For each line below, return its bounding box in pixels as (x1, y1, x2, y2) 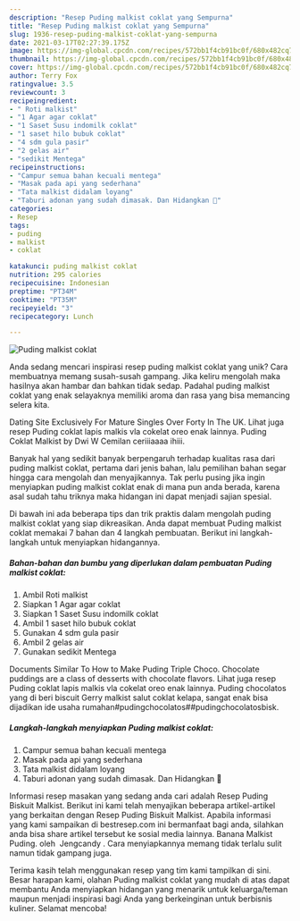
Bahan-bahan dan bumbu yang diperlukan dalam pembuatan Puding (9, 557, 272, 568)
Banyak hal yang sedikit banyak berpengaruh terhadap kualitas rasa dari (9, 453, 275, 464)
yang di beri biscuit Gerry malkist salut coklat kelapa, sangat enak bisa (9, 692, 269, 703)
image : (9, 46, 34, 55)
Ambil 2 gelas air (21, 637, 85, 648)
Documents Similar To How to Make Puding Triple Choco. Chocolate (9, 663, 261, 675)
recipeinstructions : (9, 163, 87, 172)
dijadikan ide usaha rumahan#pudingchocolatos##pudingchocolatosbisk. (9, 702, 279, 713)
